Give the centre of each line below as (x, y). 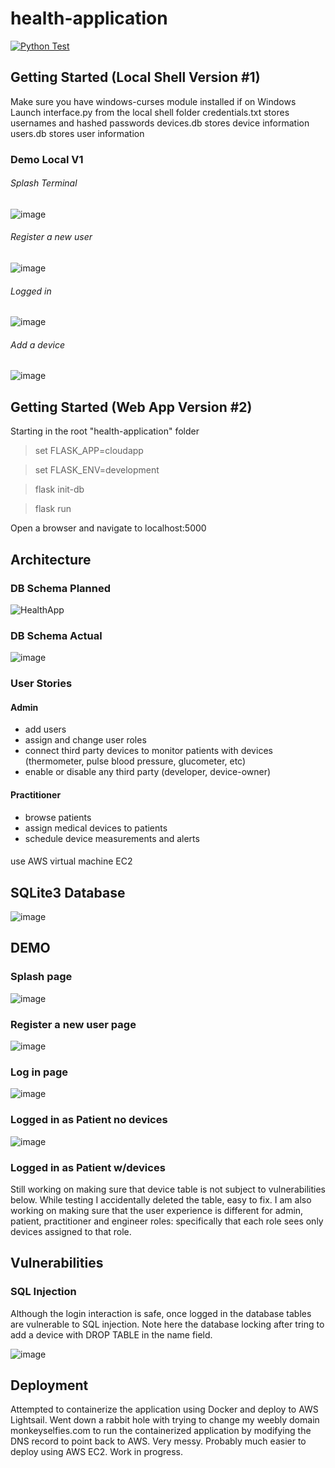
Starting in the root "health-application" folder (105, 431)
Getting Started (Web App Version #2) (131, 407)
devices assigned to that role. (71, 1231)
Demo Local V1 (47, 159)
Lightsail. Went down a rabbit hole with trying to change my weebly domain (165, 1420)
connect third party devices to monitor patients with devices (148, 751)
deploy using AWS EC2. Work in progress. (97, 1452)
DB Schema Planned (61, 588)
